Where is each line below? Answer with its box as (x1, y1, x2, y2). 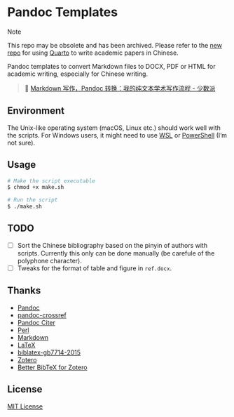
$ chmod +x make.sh (7, 184, 64, 191)
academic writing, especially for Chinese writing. (7, 69, 149, 78)
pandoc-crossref (17, 310, 67, 319)
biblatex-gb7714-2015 (17, 348, 81, 357)
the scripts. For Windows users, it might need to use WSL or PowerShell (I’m (7, 131, 228, 139)
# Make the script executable (7, 177, 96, 185)
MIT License (7, 402, 43, 411)
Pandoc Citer (17, 318, 56, 326)
